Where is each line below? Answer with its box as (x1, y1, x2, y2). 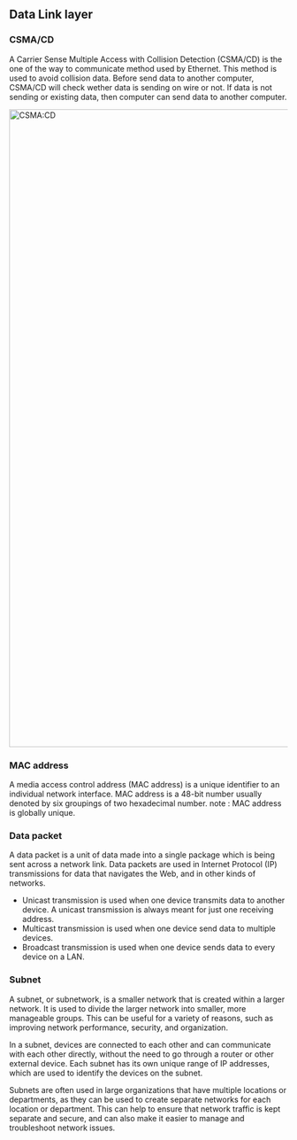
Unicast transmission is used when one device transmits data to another (21, 895, 286, 906)
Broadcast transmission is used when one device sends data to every (21, 942, 276, 953)
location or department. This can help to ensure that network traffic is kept (9, 1103, 281, 1114)
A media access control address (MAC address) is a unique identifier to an (9, 779, 280, 789)
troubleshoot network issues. (9, 1122, 116, 1133)
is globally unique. (9, 807, 76, 818)
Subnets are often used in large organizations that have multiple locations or (9, 1084, 287, 1095)
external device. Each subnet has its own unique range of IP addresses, (9, 1058, 270, 1068)
